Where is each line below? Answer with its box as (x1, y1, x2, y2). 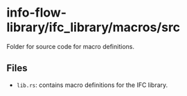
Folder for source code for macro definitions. (6, 42, 134, 50)
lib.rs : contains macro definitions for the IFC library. (16, 81, 168, 89)
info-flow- (6, 5, 67, 21)
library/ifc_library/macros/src (6, 19, 181, 35)
